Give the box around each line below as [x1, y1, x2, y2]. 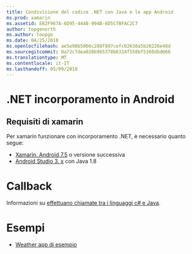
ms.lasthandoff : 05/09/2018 [6, 65, 78, 72]
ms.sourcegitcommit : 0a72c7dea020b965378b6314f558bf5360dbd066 [6, 49, 171, 55]
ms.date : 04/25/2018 [6, 37, 59, 43]
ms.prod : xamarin [6, 15, 51, 21]
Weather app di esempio [15, 241, 78, 248]
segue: [6, 139, 24, 147]
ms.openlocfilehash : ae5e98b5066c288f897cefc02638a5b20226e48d [6, 43, 171, 50]
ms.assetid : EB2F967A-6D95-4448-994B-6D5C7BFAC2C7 [6, 20, 138, 26]
